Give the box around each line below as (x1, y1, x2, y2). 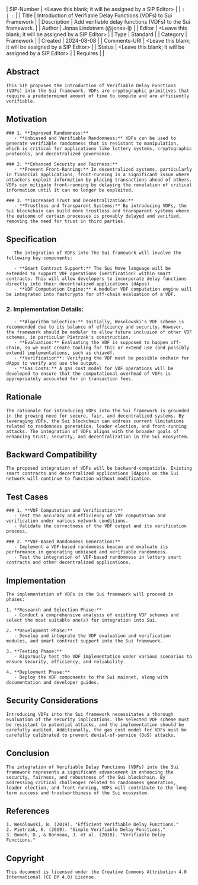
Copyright (6, 853, 44, 863)
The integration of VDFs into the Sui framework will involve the (14, 250, 182, 256)
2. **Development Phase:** (6, 628, 73, 633)
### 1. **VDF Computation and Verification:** (6, 508, 123, 514)
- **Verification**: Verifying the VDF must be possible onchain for (14, 355, 190, 361)
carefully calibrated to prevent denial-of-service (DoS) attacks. (6, 732, 177, 738)
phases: (6, 596, 25, 602)
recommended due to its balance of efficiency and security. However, (6, 324, 184, 330)
